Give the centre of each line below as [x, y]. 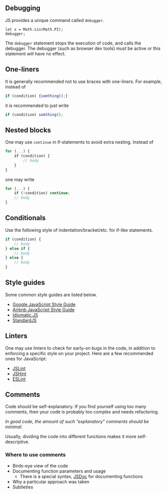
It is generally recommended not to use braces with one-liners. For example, [83, 81]
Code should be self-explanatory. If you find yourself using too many [76, 407]
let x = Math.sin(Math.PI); [34, 29]
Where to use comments [35, 455]
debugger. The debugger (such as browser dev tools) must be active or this [83, 48]
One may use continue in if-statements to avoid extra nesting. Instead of [79, 142]
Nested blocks [28, 130]
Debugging [23, 8]
